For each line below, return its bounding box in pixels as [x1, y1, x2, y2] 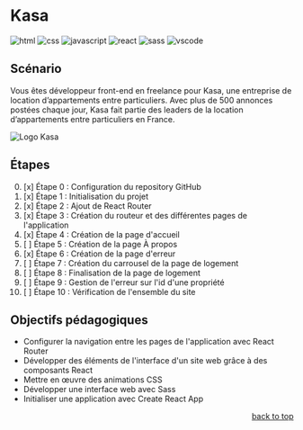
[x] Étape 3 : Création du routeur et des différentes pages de [22, 210, 248, 220]
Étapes [10, 157, 50, 173]
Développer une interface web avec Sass [22, 384, 176, 395]
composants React [22, 365, 94, 376]
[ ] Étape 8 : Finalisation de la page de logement [22, 267, 201, 278]
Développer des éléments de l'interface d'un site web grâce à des [22, 355, 268, 366]
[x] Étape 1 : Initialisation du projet [22, 191, 149, 202]
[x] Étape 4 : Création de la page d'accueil [22, 228, 181, 239]
